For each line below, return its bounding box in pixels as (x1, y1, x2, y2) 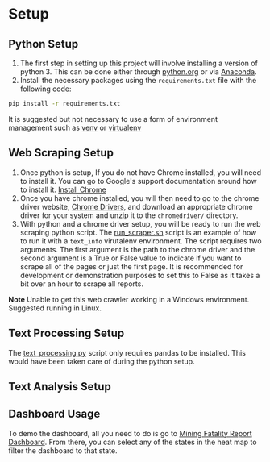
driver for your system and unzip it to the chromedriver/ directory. (19, 210, 239, 220)
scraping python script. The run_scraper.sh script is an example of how (19, 227, 257, 237)
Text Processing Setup (8, 327, 125, 340)
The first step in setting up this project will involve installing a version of (19, 58, 258, 68)
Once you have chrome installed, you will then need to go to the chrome (19, 193, 260, 202)
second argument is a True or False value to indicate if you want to (19, 253, 242, 263)
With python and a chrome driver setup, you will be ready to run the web (19, 219, 261, 228)
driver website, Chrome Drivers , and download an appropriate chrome (19, 202, 253, 211)
